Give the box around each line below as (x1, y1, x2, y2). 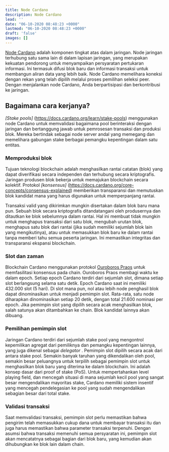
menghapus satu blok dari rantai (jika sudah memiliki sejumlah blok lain (5, 224, 152, 230)
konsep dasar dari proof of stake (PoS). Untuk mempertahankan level (5, 369, 149, 375)
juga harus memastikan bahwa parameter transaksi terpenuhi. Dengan (5, 425, 151, 431)
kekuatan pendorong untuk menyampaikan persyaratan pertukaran (5, 60, 144, 66)
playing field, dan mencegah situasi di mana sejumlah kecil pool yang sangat (5, 374, 164, 380)
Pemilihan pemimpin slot (5, 325, 67, 332)
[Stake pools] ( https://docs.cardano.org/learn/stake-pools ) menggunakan (5, 115, 158, 121)
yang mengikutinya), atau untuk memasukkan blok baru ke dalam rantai (5, 229, 153, 235)
